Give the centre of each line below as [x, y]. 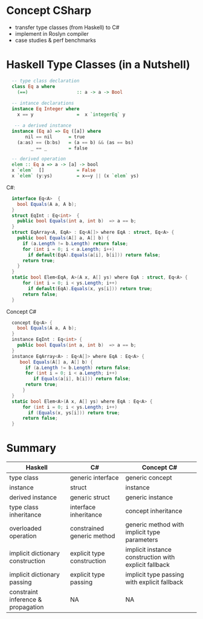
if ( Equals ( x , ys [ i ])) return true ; [74, 412]
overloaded [26, 529]
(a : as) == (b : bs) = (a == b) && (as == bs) [76, 142]
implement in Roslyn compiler [52, 33]
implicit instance [149, 550]
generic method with [155, 525]
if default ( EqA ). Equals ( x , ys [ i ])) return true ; [90, 288]
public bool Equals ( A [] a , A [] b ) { [63, 238]
